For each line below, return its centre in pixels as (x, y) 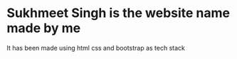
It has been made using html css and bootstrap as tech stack (96, 48)
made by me (44, 28)
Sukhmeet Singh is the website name (118, 13)
